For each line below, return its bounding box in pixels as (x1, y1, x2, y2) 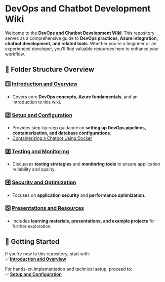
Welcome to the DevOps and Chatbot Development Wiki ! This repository (5, 30, 155, 36)
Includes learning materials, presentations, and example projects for (12, 218, 156, 224)
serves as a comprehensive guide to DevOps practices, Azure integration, (5, 35, 158, 41)
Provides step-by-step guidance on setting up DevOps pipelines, (12, 124, 147, 130)
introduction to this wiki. (12, 99, 62, 105)
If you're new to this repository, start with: (5, 251, 90, 257)
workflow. (5, 51, 25, 57)
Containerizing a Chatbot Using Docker (12, 135, 92, 141)
